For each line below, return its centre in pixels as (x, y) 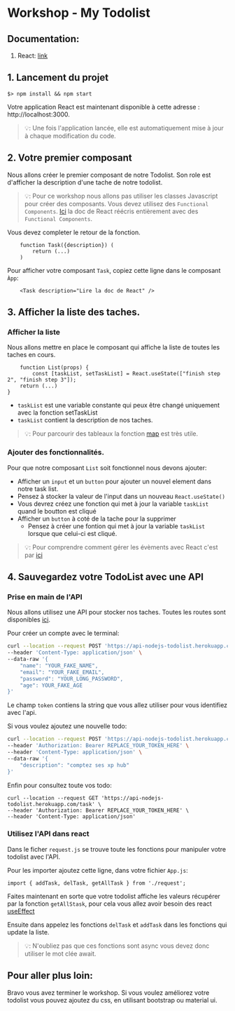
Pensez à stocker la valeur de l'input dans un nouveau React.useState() (121, 496)
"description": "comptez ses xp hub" (75, 765)
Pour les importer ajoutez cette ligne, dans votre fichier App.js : (98, 870)
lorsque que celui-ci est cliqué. (72, 533)
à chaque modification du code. (70, 135)
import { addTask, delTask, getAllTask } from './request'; (97, 883)
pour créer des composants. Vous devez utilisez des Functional (116, 203)
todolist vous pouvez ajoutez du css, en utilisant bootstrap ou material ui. (112, 1000)
